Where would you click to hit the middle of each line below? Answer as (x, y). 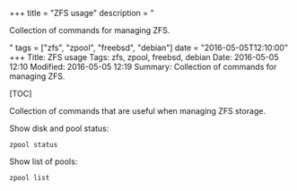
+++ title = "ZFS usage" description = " (82, 13)
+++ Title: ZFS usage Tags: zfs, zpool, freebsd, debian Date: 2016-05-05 (144, 57)
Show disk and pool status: (59, 128)
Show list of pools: (44, 161)
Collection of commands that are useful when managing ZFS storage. (138, 111)
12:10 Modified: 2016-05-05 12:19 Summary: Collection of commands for (143, 67)
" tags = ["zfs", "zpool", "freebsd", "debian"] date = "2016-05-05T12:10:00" (149, 48)
